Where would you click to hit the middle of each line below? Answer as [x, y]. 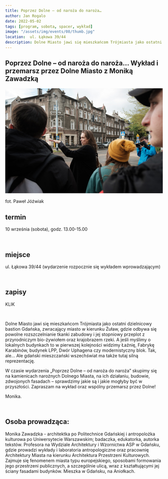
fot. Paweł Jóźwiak [24, 201]
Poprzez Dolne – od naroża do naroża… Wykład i [82, 63]
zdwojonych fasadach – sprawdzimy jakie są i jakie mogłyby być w [74, 381]
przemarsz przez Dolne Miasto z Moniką [69, 71]
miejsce [18, 255]
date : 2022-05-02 [23, 21]
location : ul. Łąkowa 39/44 [35, 37]
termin [16, 217]
